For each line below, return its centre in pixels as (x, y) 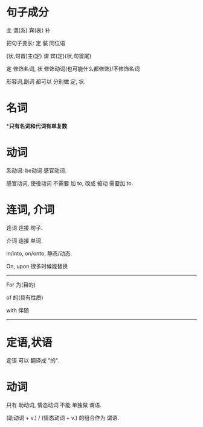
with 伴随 (18, 310)
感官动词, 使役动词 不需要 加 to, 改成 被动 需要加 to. (70, 183)
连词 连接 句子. (24, 227)
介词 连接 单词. (24, 240)
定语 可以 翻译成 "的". (33, 360)
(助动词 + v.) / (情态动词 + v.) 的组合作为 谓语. (63, 417)
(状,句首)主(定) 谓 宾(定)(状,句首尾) (49, 55)
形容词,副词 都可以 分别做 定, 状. (46, 81)
